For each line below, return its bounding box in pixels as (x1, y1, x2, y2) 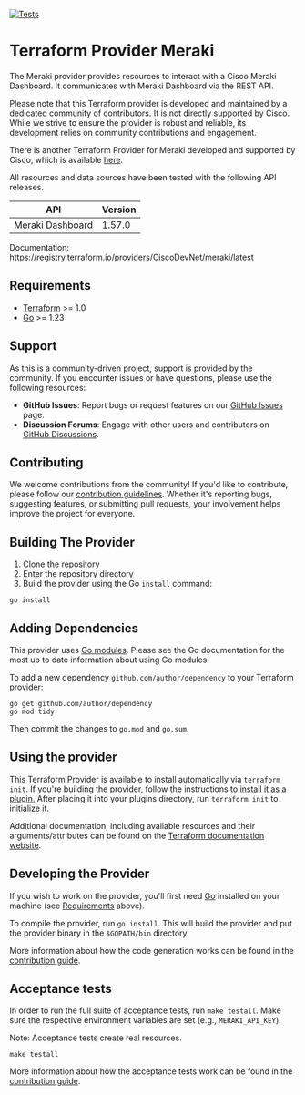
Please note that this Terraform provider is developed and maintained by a (9, 97, 288, 108)
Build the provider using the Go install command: (22, 578, 212, 589)
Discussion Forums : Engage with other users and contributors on (22, 419, 270, 430)
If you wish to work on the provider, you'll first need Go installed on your (9, 890, 280, 901)
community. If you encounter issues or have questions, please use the (9, 372, 273, 383)
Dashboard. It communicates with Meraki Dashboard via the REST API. (9, 80, 274, 91)
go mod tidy (9, 707, 55, 716)
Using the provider (9, 750, 117, 765)
